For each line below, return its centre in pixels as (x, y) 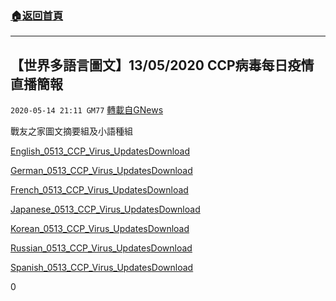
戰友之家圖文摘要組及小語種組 (71, 131)
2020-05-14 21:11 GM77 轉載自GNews (87, 110)
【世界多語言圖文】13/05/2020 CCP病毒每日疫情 (162, 65)
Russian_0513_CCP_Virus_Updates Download (101, 248)
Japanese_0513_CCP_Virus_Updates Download (105, 209)
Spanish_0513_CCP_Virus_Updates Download (102, 268)
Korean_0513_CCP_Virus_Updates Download (100, 229)
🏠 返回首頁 (37, 15)
